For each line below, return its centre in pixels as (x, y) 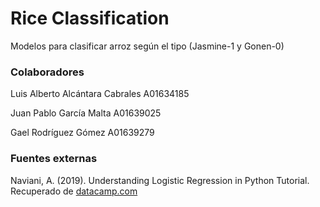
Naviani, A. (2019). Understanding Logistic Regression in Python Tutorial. (160, 180)
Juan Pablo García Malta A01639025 (86, 113)
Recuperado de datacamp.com (74, 191)
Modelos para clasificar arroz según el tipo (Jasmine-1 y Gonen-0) (147, 46)
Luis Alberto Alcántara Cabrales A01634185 (100, 94)
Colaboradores (47, 72)
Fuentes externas (54, 159)
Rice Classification (90, 18)
